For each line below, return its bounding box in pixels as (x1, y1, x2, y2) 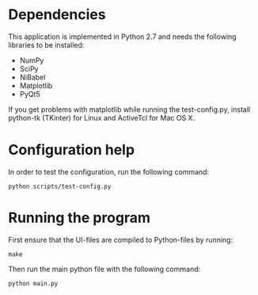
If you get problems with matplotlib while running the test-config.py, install (8, 105, 251, 114)
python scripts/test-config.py (8, 182, 112, 190)
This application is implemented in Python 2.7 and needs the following (8, 32, 237, 41)
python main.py (8, 279, 59, 287)
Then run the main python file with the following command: (8, 264, 201, 274)
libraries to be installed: (8, 40, 85, 49)
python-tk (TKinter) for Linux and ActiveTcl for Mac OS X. (8, 113, 195, 122)
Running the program (8, 209, 151, 227)
